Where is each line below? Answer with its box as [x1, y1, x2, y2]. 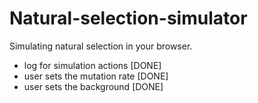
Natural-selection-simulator [9, 7, 248, 30]
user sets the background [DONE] [23, 80, 164, 92]
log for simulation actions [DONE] [23, 59, 162, 71]
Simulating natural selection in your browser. [9, 40, 193, 52]
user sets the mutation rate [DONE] [23, 70, 169, 82]
